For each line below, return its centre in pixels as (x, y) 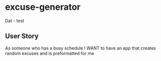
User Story (22, 36)
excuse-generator (43, 7)
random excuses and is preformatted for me (50, 53)
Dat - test (15, 21)
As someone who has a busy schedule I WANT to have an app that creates (80, 48)
